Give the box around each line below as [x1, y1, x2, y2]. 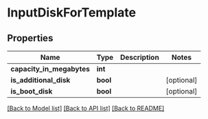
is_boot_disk [10, 87, 53, 96]
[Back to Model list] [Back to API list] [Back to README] [7, 105, 165, 112]
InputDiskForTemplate [7, 5, 136, 21]
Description [119, 53, 159, 62]
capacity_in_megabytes [10, 64, 91, 74]
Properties [7, 32, 54, 44]
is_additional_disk [10, 76, 71, 85]
